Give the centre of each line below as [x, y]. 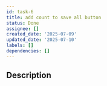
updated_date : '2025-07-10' [42, 40]
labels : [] [20, 46]
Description [29, 75]
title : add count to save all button [54, 17]
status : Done [23, 23]
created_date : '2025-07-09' [42, 34]
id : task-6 [20, 12]
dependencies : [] [28, 51]
